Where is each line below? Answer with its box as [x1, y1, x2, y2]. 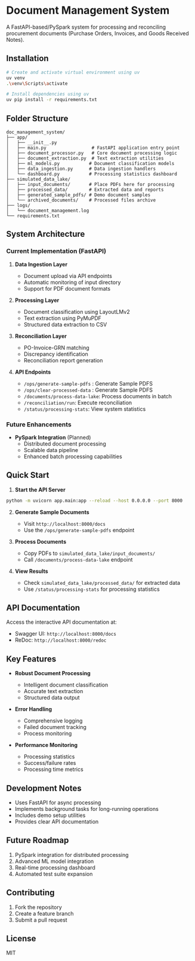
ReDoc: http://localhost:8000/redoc [14, 636, 107, 643]
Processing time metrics [23, 766, 83, 773]
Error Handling [14, 706, 52, 713]
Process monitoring [23, 730, 72, 737]
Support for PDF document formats [23, 285, 111, 292]
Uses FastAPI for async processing [14, 799, 101, 806]
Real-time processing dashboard [14, 864, 95, 871]
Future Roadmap [6, 835, 69, 846]
